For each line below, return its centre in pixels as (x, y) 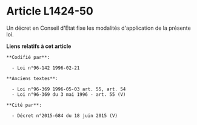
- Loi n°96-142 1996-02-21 (46, 68)
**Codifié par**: (28, 57)
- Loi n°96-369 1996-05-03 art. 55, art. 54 (69, 89)
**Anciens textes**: (32, 78)
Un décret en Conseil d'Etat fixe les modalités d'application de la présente (98, 28)
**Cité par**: (24, 105)
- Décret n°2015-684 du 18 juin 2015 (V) (65, 116)
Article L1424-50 (50, 11)
